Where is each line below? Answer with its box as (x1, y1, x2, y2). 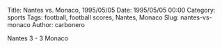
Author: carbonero (32, 21, 85, 29)
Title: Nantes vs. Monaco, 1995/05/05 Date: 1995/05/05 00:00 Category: (7, 6, 216, 14)
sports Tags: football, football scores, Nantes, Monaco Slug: (7, 13, 180, 22)
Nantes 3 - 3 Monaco (7, 34, 68, 42)
